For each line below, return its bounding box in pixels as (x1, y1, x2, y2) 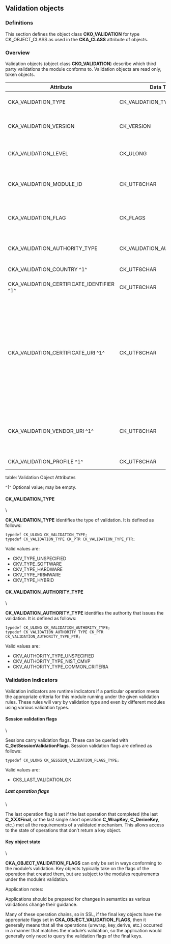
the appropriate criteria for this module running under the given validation (5, 693, 159, 700)
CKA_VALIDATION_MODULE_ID (8, 180, 82, 187)
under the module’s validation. (5, 876, 69, 882)
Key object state (5, 839, 41, 845)
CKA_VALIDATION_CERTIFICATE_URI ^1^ (8, 349, 105, 356)
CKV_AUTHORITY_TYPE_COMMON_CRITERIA (12, 664, 108, 670)
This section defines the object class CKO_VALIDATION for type (5, 31, 140, 37)
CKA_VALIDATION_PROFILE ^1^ (8, 458, 83, 465)
